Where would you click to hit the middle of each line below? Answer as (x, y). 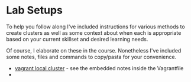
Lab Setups (35, 10)
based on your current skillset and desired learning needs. (77, 39)
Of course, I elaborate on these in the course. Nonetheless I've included (94, 50)
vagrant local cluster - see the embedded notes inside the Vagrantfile (99, 68)
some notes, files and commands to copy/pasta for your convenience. (91, 57)
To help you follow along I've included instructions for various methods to (96, 27)
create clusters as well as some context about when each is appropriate (94, 32)
